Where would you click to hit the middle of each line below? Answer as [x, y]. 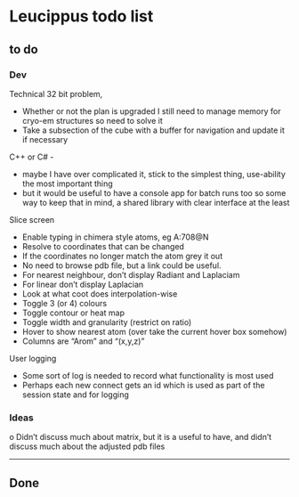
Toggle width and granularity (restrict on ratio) [107, 322]
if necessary [45, 139]
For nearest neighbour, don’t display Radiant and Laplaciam [131, 274]
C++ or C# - [32, 157]
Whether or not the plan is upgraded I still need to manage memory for [151, 111]
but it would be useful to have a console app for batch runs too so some [154, 192]
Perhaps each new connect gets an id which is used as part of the [143, 385]
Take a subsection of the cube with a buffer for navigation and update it [153, 130]
